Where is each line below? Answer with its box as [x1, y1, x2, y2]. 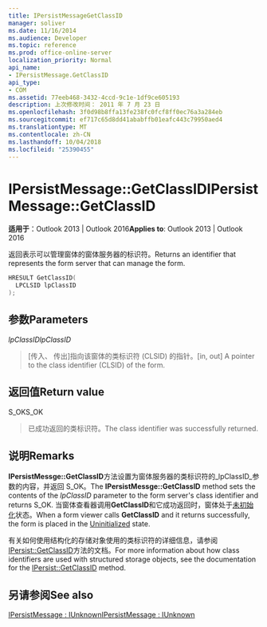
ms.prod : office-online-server [8, 49, 112, 57]
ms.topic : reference [8, 42, 77, 50]
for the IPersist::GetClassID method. [8, 563, 126, 573]
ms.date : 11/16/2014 [8, 26, 77, 34]
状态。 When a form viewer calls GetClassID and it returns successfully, [15, 510, 250, 520]
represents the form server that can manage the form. [8, 259, 186, 268]
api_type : [8, 78, 41, 86]
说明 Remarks [8, 449, 75, 462]
